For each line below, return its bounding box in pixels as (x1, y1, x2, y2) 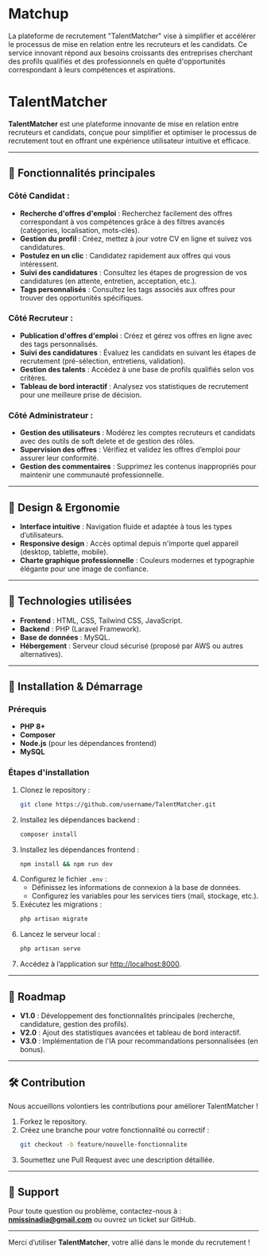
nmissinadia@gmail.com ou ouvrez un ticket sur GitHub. (8, 1214, 196, 1225)
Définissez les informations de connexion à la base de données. (31, 883, 241, 892)
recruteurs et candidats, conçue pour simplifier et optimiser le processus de (8, 127, 257, 137)
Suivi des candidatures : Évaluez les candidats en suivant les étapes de (19, 348, 257, 357)
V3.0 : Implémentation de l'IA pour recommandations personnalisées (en (19, 1035, 258, 1046)
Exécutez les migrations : (19, 899, 103, 909)
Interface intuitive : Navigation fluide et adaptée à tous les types (19, 522, 233, 531)
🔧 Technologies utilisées (8, 594, 133, 608)
